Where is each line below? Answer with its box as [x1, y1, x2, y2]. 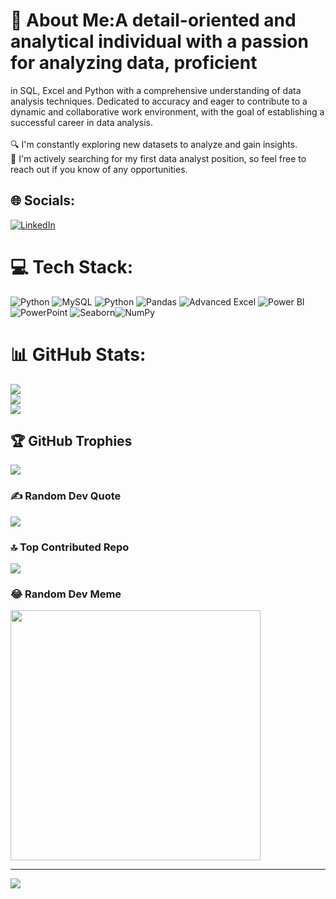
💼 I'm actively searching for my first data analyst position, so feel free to [10, 152, 307, 164]
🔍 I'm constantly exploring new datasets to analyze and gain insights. [10, 138, 298, 150]
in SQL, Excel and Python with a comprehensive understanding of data [10, 84, 302, 96]
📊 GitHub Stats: [10, 343, 147, 366]
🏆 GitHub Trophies [10, 433, 133, 450]
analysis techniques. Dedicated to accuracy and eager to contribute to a [10, 95, 308, 107]
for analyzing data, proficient [10, 52, 258, 74]
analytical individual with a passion [10, 30, 309, 53]
